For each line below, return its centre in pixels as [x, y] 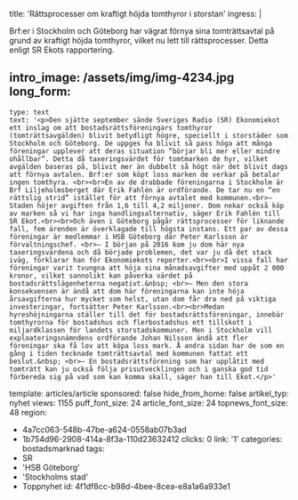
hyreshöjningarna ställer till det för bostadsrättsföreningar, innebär [147, 315]
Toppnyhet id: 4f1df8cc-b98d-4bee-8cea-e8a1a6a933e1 [126, 486]
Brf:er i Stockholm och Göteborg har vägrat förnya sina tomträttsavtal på [142, 31]
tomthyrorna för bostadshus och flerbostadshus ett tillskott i [131, 322]
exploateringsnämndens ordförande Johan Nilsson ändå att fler [129, 338]
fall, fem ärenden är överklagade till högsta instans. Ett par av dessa [149, 229]
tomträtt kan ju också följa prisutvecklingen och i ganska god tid [139, 369]
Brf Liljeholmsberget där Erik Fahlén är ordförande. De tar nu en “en [145, 190]
